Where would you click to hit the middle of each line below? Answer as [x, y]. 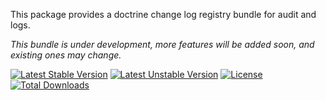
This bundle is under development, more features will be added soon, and [162, 44]
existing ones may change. [66, 55]
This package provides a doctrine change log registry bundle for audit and [163, 14]
